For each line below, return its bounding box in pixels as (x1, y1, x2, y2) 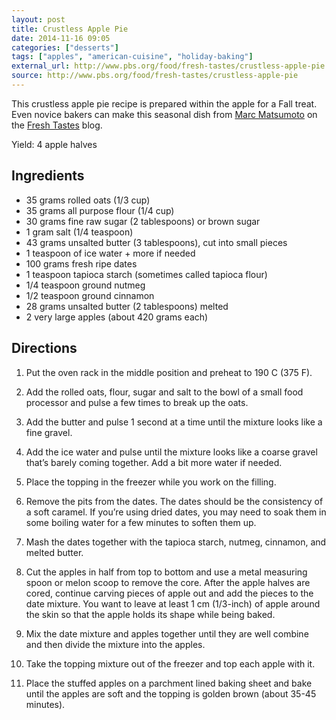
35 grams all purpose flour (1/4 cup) (25, 204, 175, 216)
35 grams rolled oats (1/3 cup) (25, 194, 151, 206)
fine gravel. (25, 426, 73, 438)
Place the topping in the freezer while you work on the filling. (25, 476, 277, 488)
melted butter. (25, 546, 84, 558)
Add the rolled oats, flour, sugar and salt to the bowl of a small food (25, 386, 304, 398)
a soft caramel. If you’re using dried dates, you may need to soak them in (25, 506, 327, 518)
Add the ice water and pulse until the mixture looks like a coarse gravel (25, 446, 318, 458)
